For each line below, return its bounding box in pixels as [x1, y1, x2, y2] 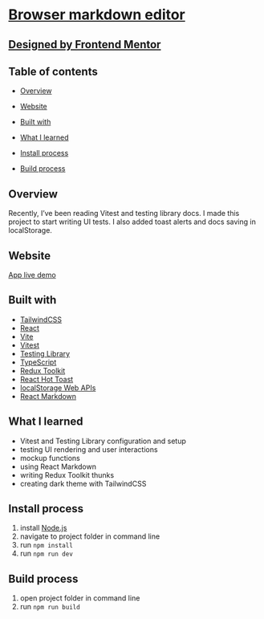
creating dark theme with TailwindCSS [19, 479, 147, 488]
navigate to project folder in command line [19, 531, 160, 541]
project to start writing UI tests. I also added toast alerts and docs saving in [8, 217, 257, 226]
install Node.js [19, 523, 67, 533]
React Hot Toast [19, 374, 74, 384]
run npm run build [19, 602, 80, 612]
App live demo [8, 271, 56, 280]
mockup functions [19, 453, 80, 462]
